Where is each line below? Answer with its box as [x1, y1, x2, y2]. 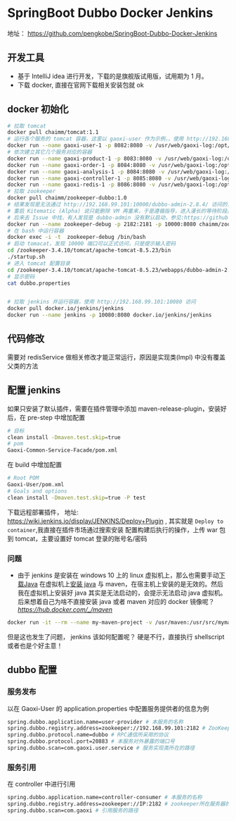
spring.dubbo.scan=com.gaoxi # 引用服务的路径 [7, 807, 139, 814]
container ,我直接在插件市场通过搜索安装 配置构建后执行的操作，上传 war [7, 525, 218, 533]
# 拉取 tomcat [7, 122, 47, 130]
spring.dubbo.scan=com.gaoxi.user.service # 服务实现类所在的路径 [7, 745, 195, 752]
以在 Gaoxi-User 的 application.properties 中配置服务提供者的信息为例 [7, 704, 209, 712]
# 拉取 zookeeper [7, 188, 56, 195]
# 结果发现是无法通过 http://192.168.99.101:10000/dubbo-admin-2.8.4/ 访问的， [7, 201, 233, 209]
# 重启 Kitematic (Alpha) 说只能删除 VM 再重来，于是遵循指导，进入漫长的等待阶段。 [7, 207, 232, 214]
